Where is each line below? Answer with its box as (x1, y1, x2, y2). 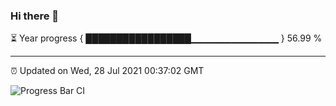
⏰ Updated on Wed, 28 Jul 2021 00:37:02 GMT (10, 65, 205, 77)
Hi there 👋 (10, 9, 60, 23)
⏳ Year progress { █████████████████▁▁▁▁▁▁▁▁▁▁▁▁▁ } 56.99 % (10, 32, 323, 44)
